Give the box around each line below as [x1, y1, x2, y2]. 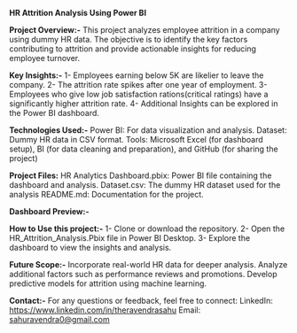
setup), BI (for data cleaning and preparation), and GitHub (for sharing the [9, 143, 278, 154]
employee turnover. [9, 53, 81, 63]
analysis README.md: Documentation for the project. [9, 190, 204, 199]
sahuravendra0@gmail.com [9, 314, 111, 324]
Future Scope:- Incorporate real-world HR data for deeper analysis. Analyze [9, 259, 288, 269]
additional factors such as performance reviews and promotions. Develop [9, 269, 277, 279]
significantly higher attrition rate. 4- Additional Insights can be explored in [9, 98, 278, 109]
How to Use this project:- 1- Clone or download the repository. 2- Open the [9, 223, 285, 234]
